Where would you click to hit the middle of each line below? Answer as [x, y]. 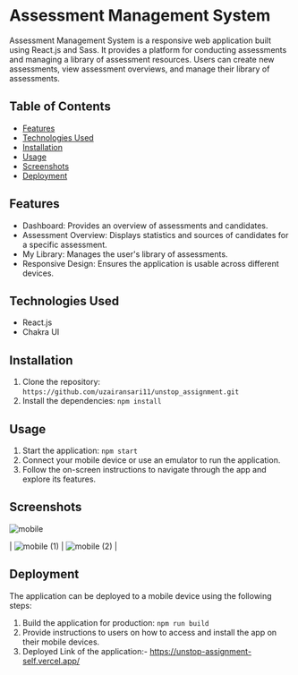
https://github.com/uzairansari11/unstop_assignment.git [131, 392]
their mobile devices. [61, 642]
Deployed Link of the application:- [85, 651]
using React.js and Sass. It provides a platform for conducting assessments [148, 49]
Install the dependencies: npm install [92, 401]
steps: [21, 605]
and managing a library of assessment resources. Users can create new [142, 59]
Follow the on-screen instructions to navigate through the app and [144, 470]
